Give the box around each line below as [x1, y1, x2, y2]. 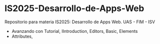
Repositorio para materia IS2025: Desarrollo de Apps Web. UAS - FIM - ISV [4, 19, 156, 25]
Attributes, [11, 33, 33, 39]
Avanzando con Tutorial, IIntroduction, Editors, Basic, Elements [11, 28, 138, 34]
